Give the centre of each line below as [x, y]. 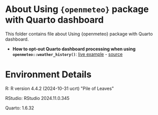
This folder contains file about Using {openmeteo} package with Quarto [79, 34]
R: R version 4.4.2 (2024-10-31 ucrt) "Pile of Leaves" [60, 88]
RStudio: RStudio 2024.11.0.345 [37, 98]
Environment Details [48, 75]
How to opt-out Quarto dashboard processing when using [74, 49]
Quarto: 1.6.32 [20, 108]
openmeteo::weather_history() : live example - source [67, 54]
